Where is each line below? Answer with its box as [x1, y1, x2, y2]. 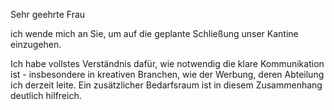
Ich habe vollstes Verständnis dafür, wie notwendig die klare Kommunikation [10, 58, 325, 69]
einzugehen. [10, 39, 62, 50]
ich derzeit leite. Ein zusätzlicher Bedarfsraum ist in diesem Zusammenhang [10, 79, 323, 91]
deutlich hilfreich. [10, 90, 82, 101]
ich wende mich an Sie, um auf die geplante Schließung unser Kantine [10, 28, 299, 39]
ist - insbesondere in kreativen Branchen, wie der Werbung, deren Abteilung [10, 69, 325, 80]
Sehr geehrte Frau [10, 9, 86, 20]
